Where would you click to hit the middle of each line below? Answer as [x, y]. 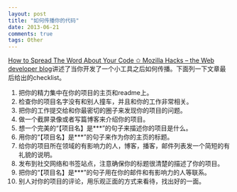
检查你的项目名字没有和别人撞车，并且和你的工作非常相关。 [105, 102]
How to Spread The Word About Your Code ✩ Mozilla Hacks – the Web [111, 60]
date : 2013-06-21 [34, 27]
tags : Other [26, 40]
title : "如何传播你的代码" [44, 21]
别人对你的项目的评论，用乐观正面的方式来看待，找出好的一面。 [111, 181]
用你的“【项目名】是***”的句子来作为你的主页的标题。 [96, 137]
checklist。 [49, 78]
